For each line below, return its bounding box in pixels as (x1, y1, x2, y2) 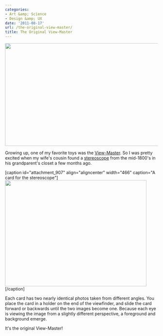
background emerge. (5, 316, 47, 321)
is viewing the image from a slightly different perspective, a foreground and (5, 311, 156, 317)
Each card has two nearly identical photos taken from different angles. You (5, 295, 154, 301)
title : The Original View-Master (5, 30, 73, 34)
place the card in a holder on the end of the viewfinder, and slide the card (5, 301, 152, 306)
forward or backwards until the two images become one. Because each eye (5, 306, 156, 311)
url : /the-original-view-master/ (5, 25, 73, 30)
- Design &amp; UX (5, 16, 42, 21)
